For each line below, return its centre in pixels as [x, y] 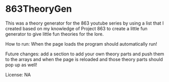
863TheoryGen [39, 9]
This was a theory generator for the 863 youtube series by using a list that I [84, 23]
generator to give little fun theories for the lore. [54, 34]
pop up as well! [21, 65]
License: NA [18, 74]
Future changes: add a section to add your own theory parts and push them [85, 54]
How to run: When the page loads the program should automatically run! [81, 44]
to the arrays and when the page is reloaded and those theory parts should [84, 59]
